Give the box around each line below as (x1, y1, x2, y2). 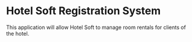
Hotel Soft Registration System (6, 4, 161, 18)
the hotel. (6, 30, 30, 37)
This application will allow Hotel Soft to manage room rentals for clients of (6, 24, 186, 31)
